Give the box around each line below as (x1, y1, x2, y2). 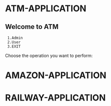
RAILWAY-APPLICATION (5, 92, 106, 104)
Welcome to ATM (5, 23, 59, 31)
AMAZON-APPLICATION (5, 70, 107, 81)
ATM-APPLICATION (5, 3, 87, 14)
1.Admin (7, 35, 23, 40)
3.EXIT (7, 44, 21, 49)
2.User (7, 40, 21, 45)
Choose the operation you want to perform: (5, 53, 93, 58)
